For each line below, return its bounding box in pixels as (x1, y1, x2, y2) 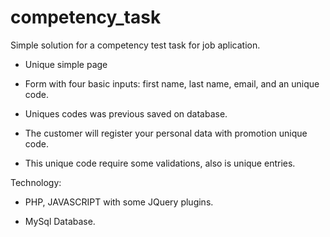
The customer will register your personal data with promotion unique (24, 127, 308, 139)
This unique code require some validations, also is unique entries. (24, 157, 296, 169)
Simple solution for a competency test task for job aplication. (10, 39, 261, 51)
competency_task (10, 6, 162, 29)
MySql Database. (24, 215, 96, 227)
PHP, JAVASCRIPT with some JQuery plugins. (24, 196, 214, 208)
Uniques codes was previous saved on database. (24, 107, 228, 120)
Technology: (10, 176, 62, 188)
